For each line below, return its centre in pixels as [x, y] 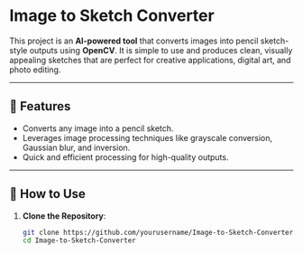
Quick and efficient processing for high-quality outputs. [125, 157]
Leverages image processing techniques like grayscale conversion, [147, 137]
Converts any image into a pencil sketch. [98, 128]
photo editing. [35, 70]
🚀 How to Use [47, 194]
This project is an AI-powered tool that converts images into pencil [134, 41]
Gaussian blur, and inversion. [76, 147]
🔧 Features [40, 106]
